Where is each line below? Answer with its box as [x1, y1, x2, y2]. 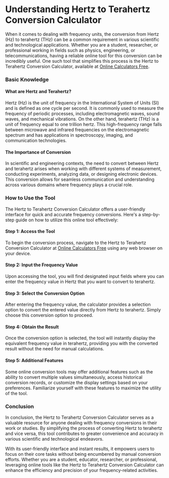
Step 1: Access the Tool [5, 228, 55, 234]
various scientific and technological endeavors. [5, 435, 104, 442]
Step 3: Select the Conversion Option [5, 290, 85, 296]
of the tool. [5, 390, 28, 396]
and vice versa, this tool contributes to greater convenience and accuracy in [5, 430, 164, 436]
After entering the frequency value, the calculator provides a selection [5, 301, 151, 307]
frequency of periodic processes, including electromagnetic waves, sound [5, 110, 160, 117]
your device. [5, 250, 31, 256]
